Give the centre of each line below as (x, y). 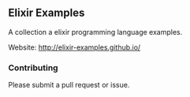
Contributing (33, 68)
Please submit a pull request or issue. (69, 85)
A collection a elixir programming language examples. (95, 32)
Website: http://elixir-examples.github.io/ (75, 47)
